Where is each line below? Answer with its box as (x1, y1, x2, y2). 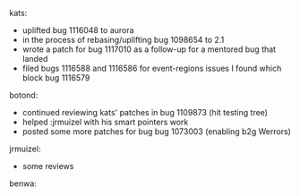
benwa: (9, 178, 38, 189)
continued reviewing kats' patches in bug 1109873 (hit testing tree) (21, 107, 269, 117)
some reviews (21, 161, 74, 171)
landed (21, 54, 48, 64)
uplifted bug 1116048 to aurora (21, 25, 134, 35)
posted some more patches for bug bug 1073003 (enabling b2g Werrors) (21, 126, 291, 137)
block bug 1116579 (21, 72, 90, 83)
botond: (9, 89, 39, 100)
